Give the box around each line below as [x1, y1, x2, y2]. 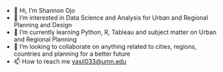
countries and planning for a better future [13, 50, 131, 58]
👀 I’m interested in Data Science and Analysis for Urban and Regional [13, 14, 209, 22]
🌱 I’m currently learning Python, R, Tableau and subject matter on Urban [13, 28, 217, 36]
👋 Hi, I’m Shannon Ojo [13, 7, 75, 14]
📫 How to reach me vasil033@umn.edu [13, 58, 127, 65]
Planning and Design [13, 21, 73, 29]
